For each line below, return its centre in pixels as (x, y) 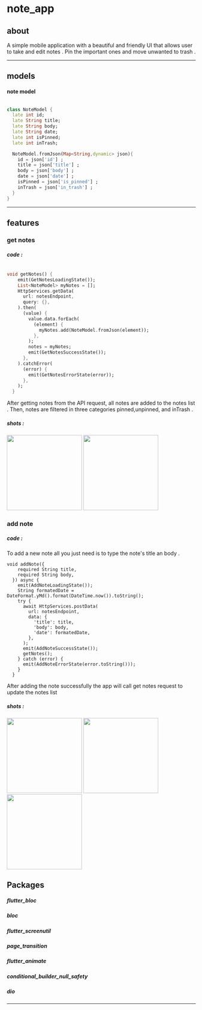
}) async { (26, 580)
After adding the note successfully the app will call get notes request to (95, 686)
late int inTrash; (35, 143)
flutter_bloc (22, 900)
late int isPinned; (37, 137)
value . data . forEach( (54, 319)
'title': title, (54, 622)
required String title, (47, 569)
